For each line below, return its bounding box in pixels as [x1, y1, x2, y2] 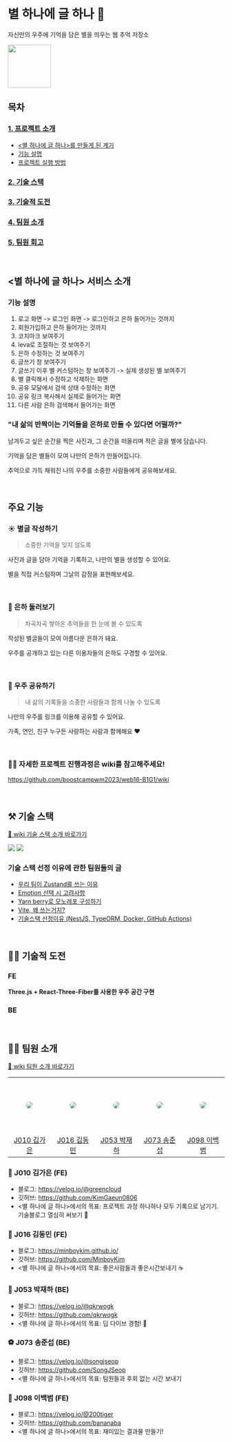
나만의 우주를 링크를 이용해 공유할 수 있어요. [8, 712, 126, 721]
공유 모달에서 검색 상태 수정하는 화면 [17, 384, 116, 392]
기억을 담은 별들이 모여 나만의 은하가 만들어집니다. [8, 451, 143, 460]
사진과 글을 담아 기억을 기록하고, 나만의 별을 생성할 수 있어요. [8, 555, 171, 564]
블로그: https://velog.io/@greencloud [17, 1184, 122, 1193]
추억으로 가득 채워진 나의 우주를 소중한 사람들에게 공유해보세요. [8, 466, 178, 474]
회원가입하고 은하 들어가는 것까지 [17, 323, 107, 331]
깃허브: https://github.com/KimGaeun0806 [17, 1193, 138, 1202]
